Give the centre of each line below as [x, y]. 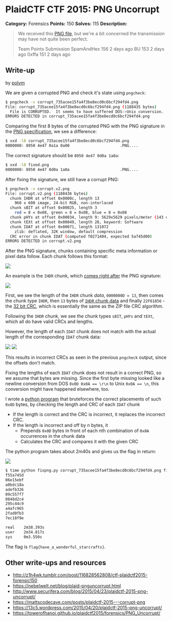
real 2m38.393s [25, 527]
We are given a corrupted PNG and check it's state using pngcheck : [76, 93]
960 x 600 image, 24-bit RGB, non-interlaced [64, 203]
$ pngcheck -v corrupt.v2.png [38, 189]
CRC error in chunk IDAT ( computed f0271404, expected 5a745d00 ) [81, 237]
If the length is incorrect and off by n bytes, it [60, 425]
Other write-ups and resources [56, 562]
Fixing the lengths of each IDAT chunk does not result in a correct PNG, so [83, 373]
